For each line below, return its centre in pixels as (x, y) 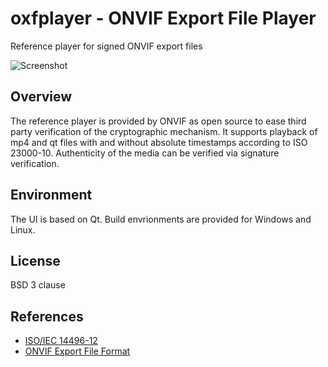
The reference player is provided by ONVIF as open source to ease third (158, 121)
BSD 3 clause (38, 285)
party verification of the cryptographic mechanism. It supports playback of (164, 131)
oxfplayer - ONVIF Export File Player (163, 18)
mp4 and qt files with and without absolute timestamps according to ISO (159, 142)
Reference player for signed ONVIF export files (106, 46)
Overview (41, 97)
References (47, 316)
